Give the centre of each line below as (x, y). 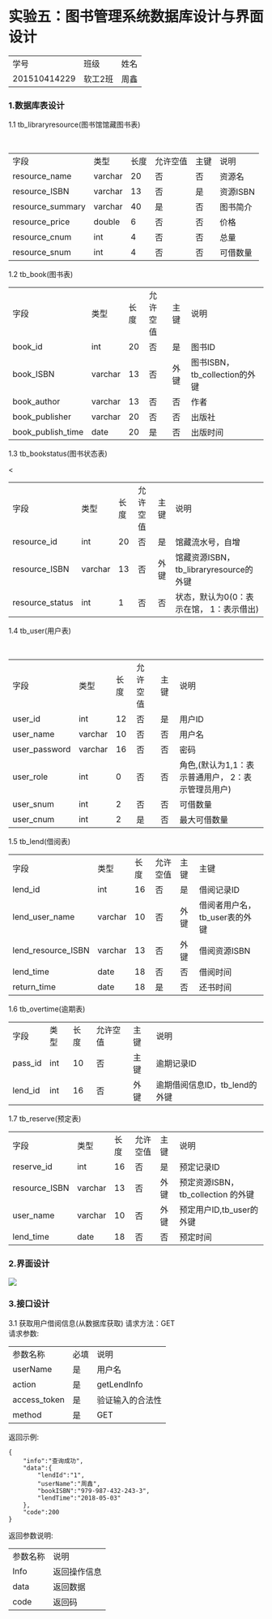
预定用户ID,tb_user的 (219, 1210)
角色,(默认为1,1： (213, 765)
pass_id (27, 1063)
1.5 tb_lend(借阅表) (40, 842)
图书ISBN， (212, 362)
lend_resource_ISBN (51, 950)
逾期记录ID (176, 1063)
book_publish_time (48, 431)
